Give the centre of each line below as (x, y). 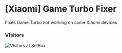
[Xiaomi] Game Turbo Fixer (61, 9)
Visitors (15, 35)
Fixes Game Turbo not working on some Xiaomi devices (61, 22)
